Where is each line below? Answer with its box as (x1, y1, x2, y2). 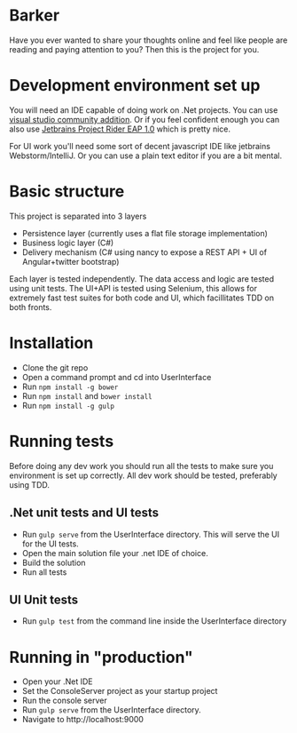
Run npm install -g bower (21, 381, 119, 392)
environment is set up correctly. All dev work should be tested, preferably (9, 470, 277, 481)
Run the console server (21, 695, 108, 706)
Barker (9, 5, 60, 26)
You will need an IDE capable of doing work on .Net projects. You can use (9, 104, 278, 116)
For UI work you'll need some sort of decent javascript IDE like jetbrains (9, 140, 270, 151)
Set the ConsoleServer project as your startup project (21, 686, 218, 697)
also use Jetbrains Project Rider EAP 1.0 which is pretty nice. (9, 123, 231, 134)
